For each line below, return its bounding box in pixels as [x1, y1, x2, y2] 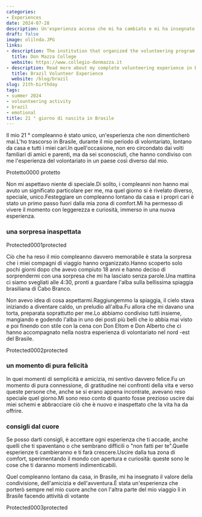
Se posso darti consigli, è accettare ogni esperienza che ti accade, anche [6, 436, 188, 443]
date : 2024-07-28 [6, 20, 50, 26]
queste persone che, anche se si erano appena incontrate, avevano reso [6, 388, 186, 395]
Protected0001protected [6, 241, 67, 249]
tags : [6, 87, 20, 93]
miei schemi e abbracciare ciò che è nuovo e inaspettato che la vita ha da [6, 401, 188, 408]
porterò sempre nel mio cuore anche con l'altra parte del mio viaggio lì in [6, 486, 186, 494]
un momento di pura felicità [6, 362, 88, 370]
